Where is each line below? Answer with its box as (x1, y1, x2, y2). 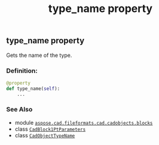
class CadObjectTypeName (14, 131, 75, 139)
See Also (6, 105, 33, 114)
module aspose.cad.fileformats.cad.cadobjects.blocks (14, 119, 153, 126)
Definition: (6, 67, 38, 75)
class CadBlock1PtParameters (14, 125, 86, 132)
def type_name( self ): (6, 86, 60, 92)
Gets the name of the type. (6, 52, 72, 59)
